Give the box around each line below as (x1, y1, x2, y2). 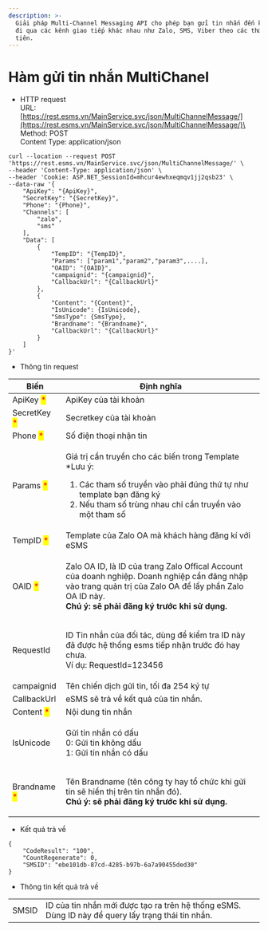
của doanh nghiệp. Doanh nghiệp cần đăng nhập (65, 571, 249, 582)
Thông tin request (19, 362, 79, 372)
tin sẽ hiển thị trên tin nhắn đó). (65, 787, 182, 798)
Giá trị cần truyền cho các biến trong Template (65, 452, 239, 463)
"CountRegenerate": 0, (22, 854, 98, 862)
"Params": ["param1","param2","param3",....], (50, 257, 209, 266)
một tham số (79, 509, 126, 520)
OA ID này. (65, 591, 105, 602)
